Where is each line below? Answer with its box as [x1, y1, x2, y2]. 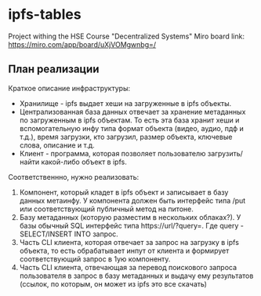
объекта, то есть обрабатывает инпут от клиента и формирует [19, 246, 230, 255]
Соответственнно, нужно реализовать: [8, 172, 140, 181]
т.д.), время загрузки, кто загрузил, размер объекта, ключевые [19, 132, 233, 141]
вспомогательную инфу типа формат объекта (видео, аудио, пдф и [19, 123, 245, 133]
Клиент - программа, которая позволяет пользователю [19, 148, 206, 158]
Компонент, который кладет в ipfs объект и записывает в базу [19, 187, 229, 197]
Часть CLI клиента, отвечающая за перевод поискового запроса [19, 262, 237, 272]
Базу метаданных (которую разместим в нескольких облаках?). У [19, 212, 241, 221]
